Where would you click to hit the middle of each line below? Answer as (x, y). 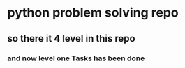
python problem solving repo (93, 13)
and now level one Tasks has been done (76, 58)
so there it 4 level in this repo (71, 39)
